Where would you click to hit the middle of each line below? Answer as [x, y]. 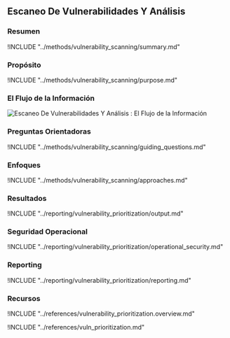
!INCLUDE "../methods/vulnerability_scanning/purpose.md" [92, 80]
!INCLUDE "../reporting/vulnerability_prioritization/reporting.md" [99, 280]
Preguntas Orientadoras [49, 132]
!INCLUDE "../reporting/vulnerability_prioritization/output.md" [95, 213]
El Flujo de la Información [51, 98]
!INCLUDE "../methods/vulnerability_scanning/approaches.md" [97, 180]
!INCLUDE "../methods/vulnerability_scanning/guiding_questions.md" [107, 147]
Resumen [24, 31]
